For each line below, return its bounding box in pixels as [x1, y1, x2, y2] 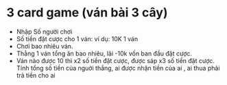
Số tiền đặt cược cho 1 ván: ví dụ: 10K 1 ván [16, 34, 139, 42]
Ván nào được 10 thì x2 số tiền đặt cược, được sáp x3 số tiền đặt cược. [16, 56, 215, 64]
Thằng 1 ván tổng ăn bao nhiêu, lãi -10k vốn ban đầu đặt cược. [16, 49, 193, 58]
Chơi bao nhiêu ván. [16, 42, 73, 50]
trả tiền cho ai [16, 71, 56, 80]
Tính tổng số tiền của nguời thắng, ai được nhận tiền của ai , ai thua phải [16, 64, 220, 72]
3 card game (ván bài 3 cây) [6, 5, 168, 21]
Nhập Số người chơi [16, 27, 73, 36]
